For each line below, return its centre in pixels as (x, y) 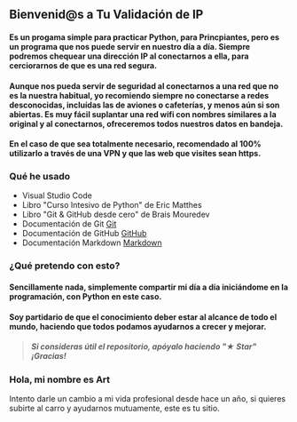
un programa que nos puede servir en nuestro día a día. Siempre (130, 46)
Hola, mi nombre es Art (60, 379)
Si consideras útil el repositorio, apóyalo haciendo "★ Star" (144, 346)
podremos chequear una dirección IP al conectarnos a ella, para (129, 56)
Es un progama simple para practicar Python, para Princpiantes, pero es (145, 37)
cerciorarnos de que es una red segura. (83, 65)
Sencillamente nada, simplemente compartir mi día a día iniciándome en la (149, 287)
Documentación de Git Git (69, 224)
